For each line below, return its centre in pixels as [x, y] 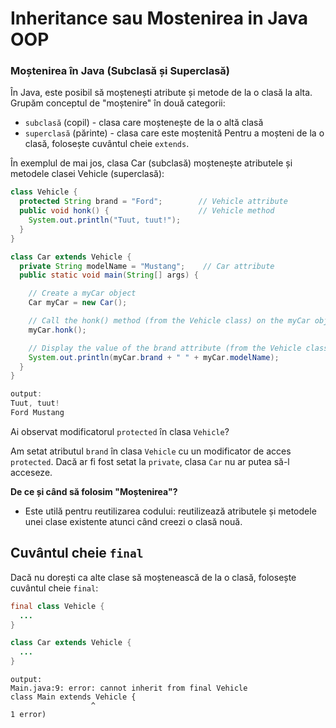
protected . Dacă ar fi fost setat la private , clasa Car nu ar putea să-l [150, 461]
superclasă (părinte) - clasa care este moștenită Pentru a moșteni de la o [174, 133]
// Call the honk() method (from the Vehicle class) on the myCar [169, 321]
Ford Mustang [37, 413]
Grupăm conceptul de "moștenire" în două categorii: [118, 103]
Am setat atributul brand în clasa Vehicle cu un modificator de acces [151, 451]
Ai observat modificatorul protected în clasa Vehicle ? [120, 431]
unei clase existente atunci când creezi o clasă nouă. [133, 521]
